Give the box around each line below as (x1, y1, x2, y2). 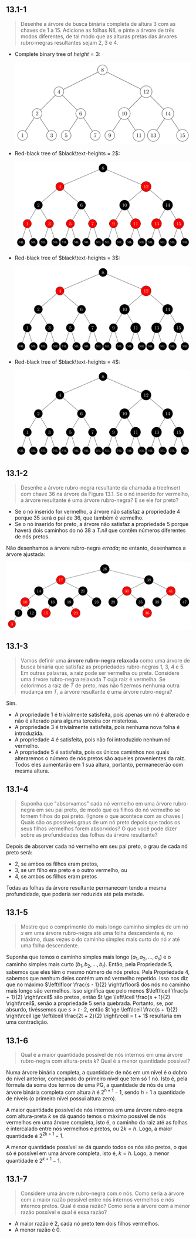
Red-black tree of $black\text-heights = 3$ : (14, 254, 120, 261)
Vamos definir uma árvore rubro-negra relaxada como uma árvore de (20, 657, 190, 664)
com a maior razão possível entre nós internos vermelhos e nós (20, 1196, 174, 1203)
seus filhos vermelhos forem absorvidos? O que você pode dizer (20, 825, 177, 832)
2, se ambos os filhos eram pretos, (14, 860, 99, 867)
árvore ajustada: (6, 550, 46, 558)
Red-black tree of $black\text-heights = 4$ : (14, 358, 120, 365)
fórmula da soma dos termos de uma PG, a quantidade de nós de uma (6, 1081, 175, 1088)
